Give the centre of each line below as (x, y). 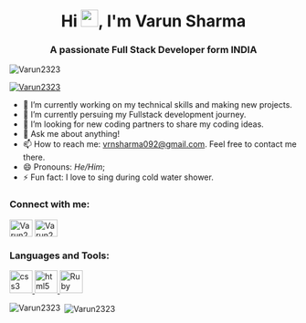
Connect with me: (50, 204)
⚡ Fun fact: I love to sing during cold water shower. (118, 177)
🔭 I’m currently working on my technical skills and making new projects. (157, 105)
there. (34, 157)
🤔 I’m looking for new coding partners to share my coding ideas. (143, 124)
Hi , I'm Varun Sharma (153, 21)
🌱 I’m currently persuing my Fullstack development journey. (134, 115)
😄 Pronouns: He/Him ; (64, 167)
